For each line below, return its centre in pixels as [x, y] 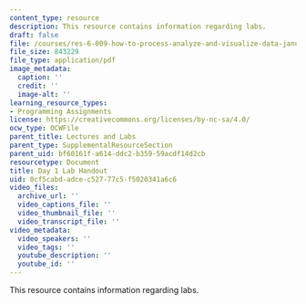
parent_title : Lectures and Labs [73, 137]
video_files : [34, 188]
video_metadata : [40, 230]
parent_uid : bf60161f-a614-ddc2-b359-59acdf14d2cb [107, 153]
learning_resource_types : [58, 103]
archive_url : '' [48, 196]
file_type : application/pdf [63, 60]
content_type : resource [55, 18]
